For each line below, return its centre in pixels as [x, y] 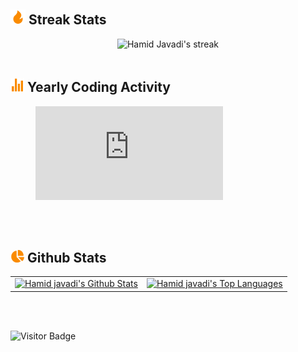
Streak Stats [67, 20]
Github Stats [66, 258]
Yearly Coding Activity [99, 87]
